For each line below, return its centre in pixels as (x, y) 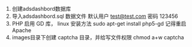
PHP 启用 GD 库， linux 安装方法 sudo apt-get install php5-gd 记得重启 (99, 23)
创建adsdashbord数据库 (41, 9)
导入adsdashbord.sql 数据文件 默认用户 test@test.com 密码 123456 (95, 16)
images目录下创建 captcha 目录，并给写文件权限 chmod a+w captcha (98, 37)
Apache (22, 30)
